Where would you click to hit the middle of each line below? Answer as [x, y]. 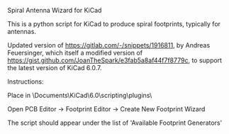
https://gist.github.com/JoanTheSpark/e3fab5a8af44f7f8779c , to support [114, 60]
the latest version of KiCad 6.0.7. [55, 68]
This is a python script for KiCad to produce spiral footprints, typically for [114, 24]
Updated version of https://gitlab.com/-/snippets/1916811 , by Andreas [109, 45]
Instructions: [26, 82]
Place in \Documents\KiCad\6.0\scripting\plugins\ [80, 95]
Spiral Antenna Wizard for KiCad [55, 10]
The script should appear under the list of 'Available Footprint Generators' [115, 123]
